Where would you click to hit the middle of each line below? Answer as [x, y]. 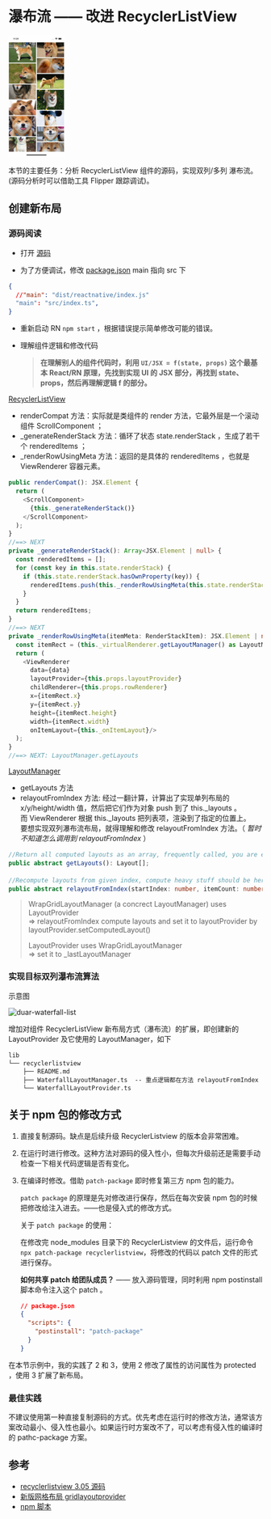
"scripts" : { [50, 1323]
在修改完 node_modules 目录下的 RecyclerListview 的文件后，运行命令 [137, 1242]
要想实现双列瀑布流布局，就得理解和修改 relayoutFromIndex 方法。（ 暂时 [141, 828]
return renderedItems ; [54, 611]
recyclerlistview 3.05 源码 [63, 1486]
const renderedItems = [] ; [61, 560]
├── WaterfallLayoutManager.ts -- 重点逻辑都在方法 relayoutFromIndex [141, 1080]
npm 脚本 [35, 1506]
